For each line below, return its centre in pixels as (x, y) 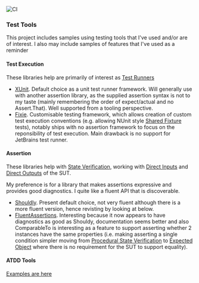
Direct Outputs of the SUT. (39, 173)
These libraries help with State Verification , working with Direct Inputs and (97, 167)
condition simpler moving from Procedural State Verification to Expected (104, 240)
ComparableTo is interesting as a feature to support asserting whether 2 (103, 227)
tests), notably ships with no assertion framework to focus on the (95, 127)
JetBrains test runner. (41, 140)
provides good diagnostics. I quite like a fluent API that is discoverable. (93, 190)
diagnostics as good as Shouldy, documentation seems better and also (102, 222)
